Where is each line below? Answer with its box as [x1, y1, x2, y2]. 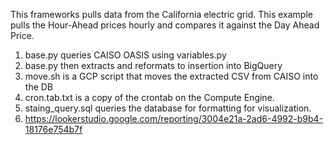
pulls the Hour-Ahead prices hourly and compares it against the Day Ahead [10, 19, 320, 31]
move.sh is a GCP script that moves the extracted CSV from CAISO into [24, 70, 319, 82]
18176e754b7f [24, 124, 83, 135]
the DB [24, 81, 54, 93]
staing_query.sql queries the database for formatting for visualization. [24, 102, 312, 114]
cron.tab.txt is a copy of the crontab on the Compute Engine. [24, 92, 275, 103]
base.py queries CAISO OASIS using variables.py [24, 49, 227, 61]
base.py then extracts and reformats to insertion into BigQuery [24, 60, 283, 71]
